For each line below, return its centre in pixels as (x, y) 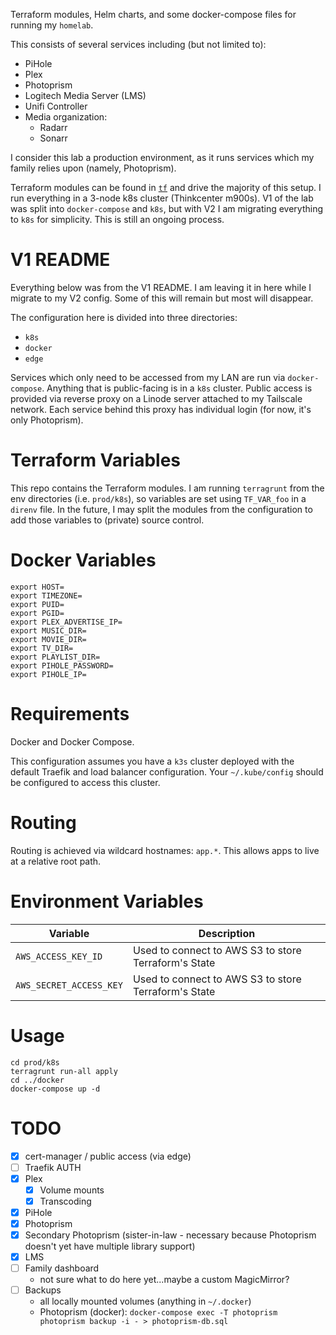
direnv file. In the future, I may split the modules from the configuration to (161, 509)
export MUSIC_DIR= (48, 630)
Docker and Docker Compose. (72, 741)
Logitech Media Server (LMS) (85, 95)
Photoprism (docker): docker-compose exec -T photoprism (158, 1312)
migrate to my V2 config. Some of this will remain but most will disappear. (162, 298)
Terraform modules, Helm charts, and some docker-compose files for (153, 14)
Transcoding (65, 1201)
